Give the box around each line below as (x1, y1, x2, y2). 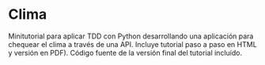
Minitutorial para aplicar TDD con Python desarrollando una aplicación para (8, 31, 254, 41)
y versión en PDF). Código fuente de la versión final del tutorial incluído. (8, 48, 243, 57)
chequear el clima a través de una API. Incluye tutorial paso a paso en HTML (8, 39, 257, 49)
